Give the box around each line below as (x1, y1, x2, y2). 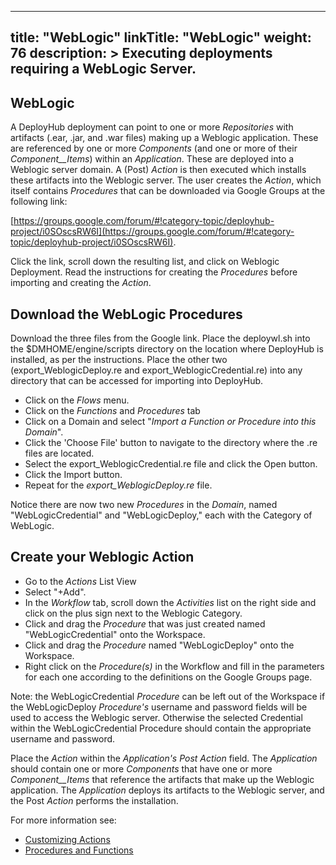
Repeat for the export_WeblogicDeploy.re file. (24, 479, 213, 491)
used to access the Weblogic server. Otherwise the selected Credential (10, 711, 303, 723)
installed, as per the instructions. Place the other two (10, 354, 228, 366)
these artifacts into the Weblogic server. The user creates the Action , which (10, 174, 322, 186)
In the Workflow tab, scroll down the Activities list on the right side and (24, 596, 317, 608)
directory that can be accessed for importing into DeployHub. (10, 375, 264, 387)
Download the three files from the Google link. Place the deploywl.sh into (10, 332, 311, 345)
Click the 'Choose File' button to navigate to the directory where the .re (24, 437, 318, 449)
